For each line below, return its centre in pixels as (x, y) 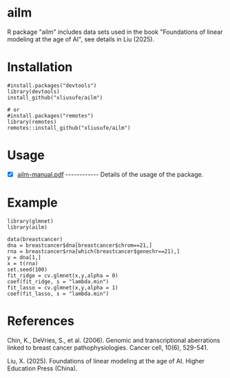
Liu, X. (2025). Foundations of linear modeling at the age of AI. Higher (106, 361)
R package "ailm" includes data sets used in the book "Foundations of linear (115, 32)
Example (32, 203)
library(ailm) (28, 227)
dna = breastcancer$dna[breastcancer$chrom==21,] (80, 245)
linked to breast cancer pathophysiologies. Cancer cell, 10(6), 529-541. (108, 348)
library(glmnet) (30, 221)
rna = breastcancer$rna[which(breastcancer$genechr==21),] (94, 251)
